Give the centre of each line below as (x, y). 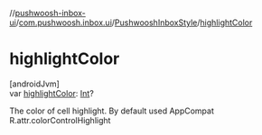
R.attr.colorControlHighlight (60, 120)
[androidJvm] (35, 84)
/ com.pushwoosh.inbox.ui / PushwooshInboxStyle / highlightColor (134, 22)
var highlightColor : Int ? (52, 93)
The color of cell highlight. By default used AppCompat (112, 111)
